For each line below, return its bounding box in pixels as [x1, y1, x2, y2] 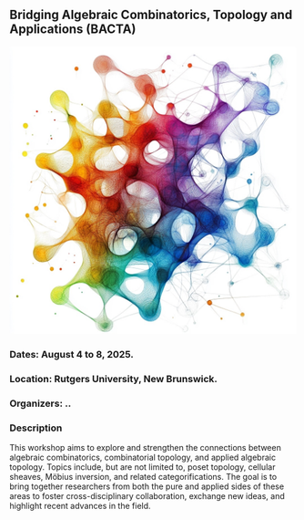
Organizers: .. [9, 397, 72, 410]
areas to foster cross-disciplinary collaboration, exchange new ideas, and [9, 490, 285, 501]
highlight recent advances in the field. [9, 500, 152, 511]
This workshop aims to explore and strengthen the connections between [9, 442, 282, 452]
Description [9, 421, 63, 434]
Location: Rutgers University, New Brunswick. [9, 372, 218, 385]
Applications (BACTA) [9, 22, 137, 37]
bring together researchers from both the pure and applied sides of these [9, 481, 285, 492]
